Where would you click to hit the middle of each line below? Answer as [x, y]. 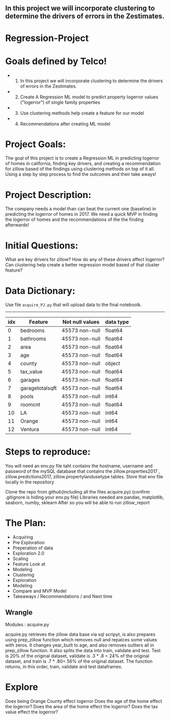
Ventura [30, 429]
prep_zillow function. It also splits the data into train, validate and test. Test [83, 650]
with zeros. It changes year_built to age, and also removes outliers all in [80, 645]
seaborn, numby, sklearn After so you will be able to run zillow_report [78, 503]
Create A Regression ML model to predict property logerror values [89, 97]
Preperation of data [33, 548]
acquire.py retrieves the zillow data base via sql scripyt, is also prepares [80, 634]
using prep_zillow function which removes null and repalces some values [81, 639]
